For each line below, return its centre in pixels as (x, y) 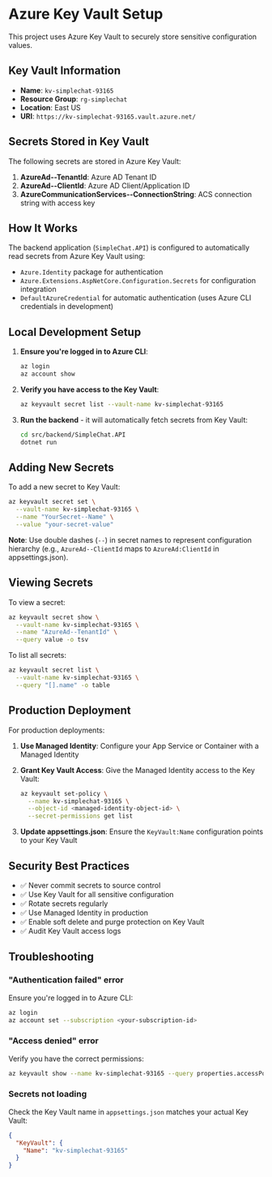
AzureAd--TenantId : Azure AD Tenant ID (88, 177)
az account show (47, 374)
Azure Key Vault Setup (86, 14)
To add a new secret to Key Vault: (64, 487)
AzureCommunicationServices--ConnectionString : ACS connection (136, 194)
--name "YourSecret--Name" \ (65, 517)
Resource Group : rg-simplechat (74, 99)
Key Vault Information (65, 71)
